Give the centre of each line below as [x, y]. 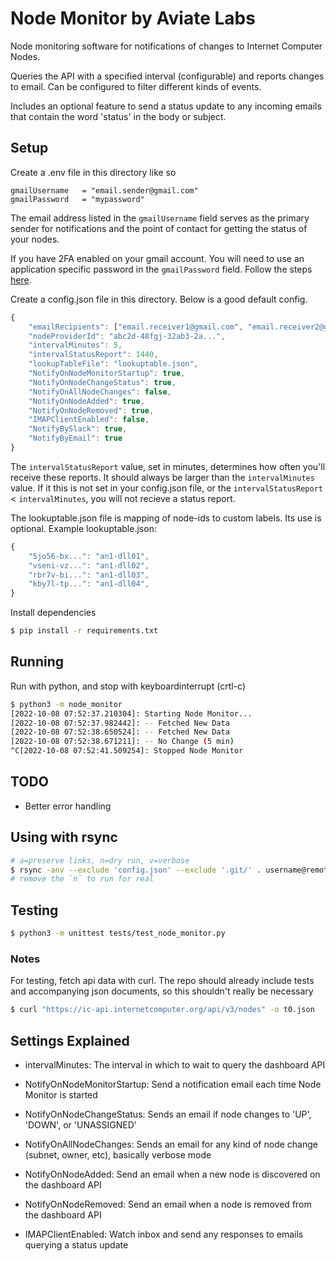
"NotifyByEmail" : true [75, 438]
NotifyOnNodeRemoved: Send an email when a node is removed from [168, 1204]
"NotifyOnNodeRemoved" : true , [91, 410]
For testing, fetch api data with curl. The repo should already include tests [162, 981]
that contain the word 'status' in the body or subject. [118, 116]
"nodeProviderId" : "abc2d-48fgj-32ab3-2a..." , [127, 336]
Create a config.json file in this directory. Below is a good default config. [159, 299]
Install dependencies [53, 613]
